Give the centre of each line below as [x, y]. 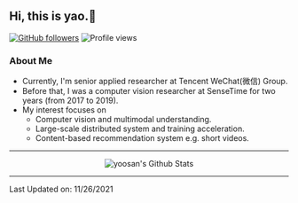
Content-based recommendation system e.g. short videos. [142, 138]
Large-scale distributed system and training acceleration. [140, 129]
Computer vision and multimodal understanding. [123, 120]
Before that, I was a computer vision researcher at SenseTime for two [149, 91]
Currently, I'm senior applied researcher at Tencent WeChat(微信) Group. [155, 82]
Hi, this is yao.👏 [53, 16]
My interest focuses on [64, 110]
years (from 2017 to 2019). [70, 101]
